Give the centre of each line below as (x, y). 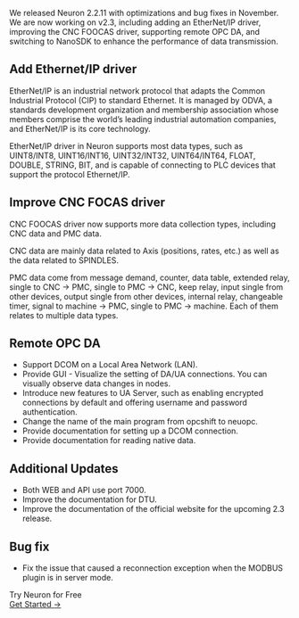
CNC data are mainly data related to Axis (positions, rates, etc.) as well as (144, 251)
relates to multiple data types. (64, 315)
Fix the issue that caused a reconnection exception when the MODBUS (153, 568)
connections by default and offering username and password (135, 403)
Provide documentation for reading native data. (109, 441)
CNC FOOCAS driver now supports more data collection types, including (143, 224)
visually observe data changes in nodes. (96, 383)
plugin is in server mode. (67, 578)
